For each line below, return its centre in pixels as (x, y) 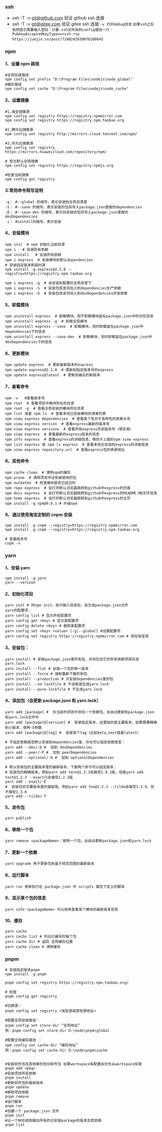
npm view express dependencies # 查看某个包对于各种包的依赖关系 (68, 419)
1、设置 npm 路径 (22, 64)
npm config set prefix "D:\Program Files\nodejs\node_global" (69, 79)
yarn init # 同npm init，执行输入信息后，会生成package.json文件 (67, 605)
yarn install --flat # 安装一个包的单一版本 (47, 669)
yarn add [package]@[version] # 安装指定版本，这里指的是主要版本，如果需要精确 (81, 722)
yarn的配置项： (19, 611)
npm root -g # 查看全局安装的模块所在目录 (45, 408)
